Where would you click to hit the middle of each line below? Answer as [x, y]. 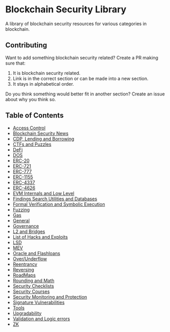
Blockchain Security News [41, 133]
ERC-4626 [24, 188]
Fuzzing [21, 209]
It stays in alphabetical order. [43, 84]
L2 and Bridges [29, 231]
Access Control [29, 128]
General [21, 220]
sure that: [15, 63]
